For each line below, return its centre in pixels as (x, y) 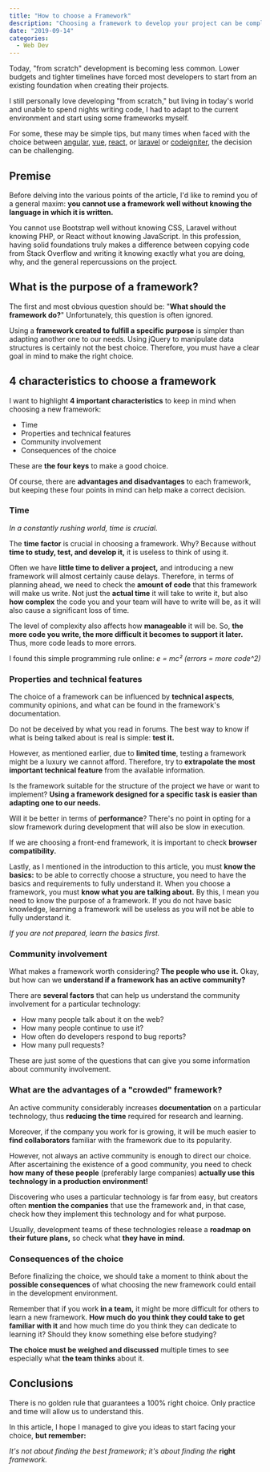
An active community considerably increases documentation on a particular (135, 1107)
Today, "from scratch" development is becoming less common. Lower (124, 68)
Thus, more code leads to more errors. (73, 643)
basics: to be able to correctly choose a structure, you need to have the (128, 875)
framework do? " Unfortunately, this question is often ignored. (111, 314)
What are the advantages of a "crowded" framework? (116, 1090)
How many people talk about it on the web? (92, 1020)
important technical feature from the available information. (107, 770)
